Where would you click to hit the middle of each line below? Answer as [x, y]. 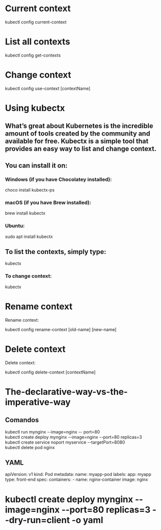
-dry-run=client [37, 520]
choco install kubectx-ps [30, 190]
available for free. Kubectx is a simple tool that [77, 141]
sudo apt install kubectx [29, 236]
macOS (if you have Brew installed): [48, 203]
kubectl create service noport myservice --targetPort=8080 [65, 442]
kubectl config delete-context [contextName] [50, 372]
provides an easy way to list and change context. [81, 149]
